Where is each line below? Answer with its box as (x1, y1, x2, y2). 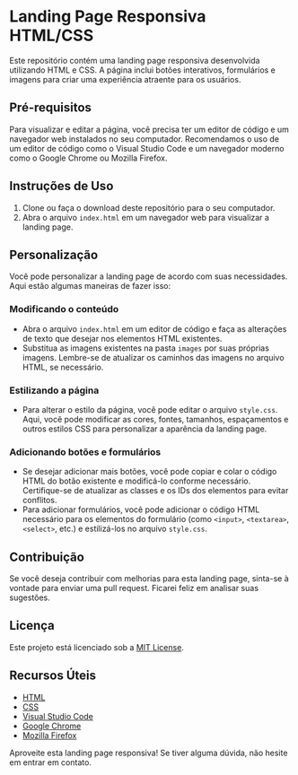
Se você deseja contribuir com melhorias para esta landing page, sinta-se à (9, 573, 289, 584)
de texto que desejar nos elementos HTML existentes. (22, 333, 223, 344)
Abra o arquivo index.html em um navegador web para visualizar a (22, 212, 269, 222)
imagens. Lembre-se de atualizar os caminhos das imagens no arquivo (22, 352, 285, 362)
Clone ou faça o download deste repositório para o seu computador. (22, 202, 276, 213)
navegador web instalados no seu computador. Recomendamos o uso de (9, 133, 280, 144)
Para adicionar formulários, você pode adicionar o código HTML (22, 504, 260, 515)
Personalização (9, 247, 99, 262)
